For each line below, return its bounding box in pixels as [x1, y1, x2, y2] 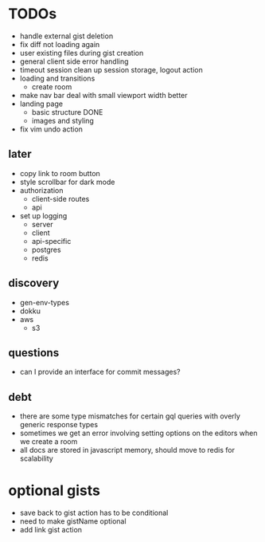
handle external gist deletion [19, 31, 114, 41]
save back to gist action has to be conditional [19, 508, 169, 518]
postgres [31, 245, 61, 254]
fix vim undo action [19, 124, 84, 134]
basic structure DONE [31, 107, 103, 116]
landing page [19, 99, 64, 108]
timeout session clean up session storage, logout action [19, 65, 203, 74]
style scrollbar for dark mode [19, 177, 115, 187]
